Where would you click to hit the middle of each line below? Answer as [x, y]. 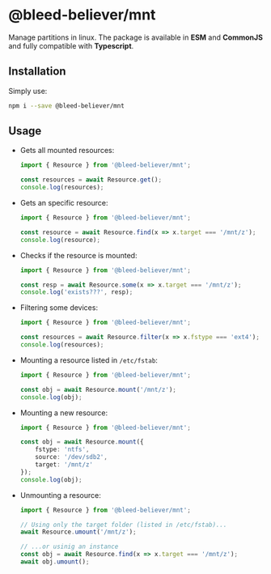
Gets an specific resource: [64, 203]
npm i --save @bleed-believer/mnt [67, 106]
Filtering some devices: [59, 308]
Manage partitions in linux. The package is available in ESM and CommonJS [135, 37]
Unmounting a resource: [60, 495]
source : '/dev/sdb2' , [71, 457]
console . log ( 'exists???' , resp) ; [76, 292]
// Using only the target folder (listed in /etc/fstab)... [123, 525]
